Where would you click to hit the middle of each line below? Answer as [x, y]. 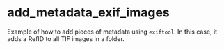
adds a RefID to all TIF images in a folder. [66, 38]
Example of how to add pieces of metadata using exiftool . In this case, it [112, 32]
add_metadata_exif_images [89, 13]
